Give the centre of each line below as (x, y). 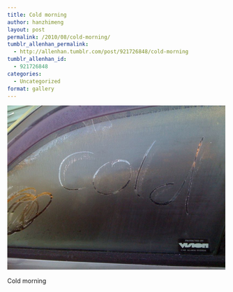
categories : (24, 74)
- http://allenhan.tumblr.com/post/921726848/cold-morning (101, 52)
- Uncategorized (37, 81)
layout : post (26, 29)
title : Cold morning (37, 15)
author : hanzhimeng (36, 22)
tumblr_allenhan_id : (37, 60)
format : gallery (31, 89)
